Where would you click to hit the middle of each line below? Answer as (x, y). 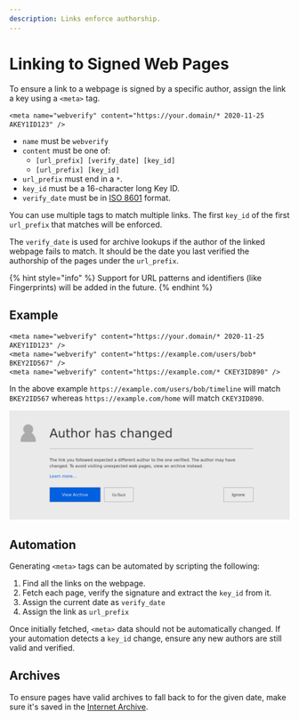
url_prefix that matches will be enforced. (86, 224)
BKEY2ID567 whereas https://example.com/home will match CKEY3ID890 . (137, 398)
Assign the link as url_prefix (75, 612)
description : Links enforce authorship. (85, 19)
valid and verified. (42, 648)
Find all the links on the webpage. (84, 584)
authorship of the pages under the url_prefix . (94, 260)
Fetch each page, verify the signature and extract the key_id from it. (147, 593)
